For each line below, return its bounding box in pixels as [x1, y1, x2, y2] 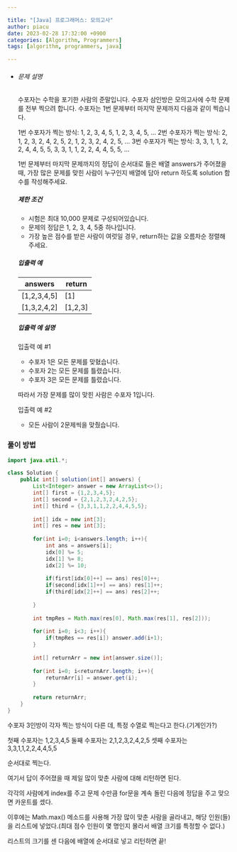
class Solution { [7, 469, 59, 476]
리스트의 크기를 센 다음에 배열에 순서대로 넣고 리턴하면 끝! [7, 836, 167, 845]
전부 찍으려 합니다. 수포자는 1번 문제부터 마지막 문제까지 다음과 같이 [25, 104, 211, 113]
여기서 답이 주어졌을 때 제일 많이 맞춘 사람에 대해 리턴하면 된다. [7, 773, 182, 782]
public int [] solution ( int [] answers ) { [20, 476, 141, 484]
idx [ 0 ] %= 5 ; [45, 548, 84, 556]
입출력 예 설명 [17, 323, 55, 332]
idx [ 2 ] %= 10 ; [45, 562, 87, 569]
